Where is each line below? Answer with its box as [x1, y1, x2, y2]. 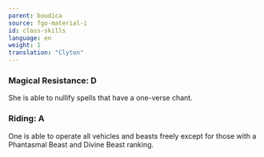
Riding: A [8, 113, 45, 124]
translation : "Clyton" [8, 49, 84, 57]
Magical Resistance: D [8, 75, 98, 86]
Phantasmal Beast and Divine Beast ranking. [8, 139, 154, 149]
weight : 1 [8, 41, 42, 49]
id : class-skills [8, 26, 66, 34]
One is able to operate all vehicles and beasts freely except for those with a [8, 131, 257, 140]
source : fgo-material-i [8, 19, 88, 27]
